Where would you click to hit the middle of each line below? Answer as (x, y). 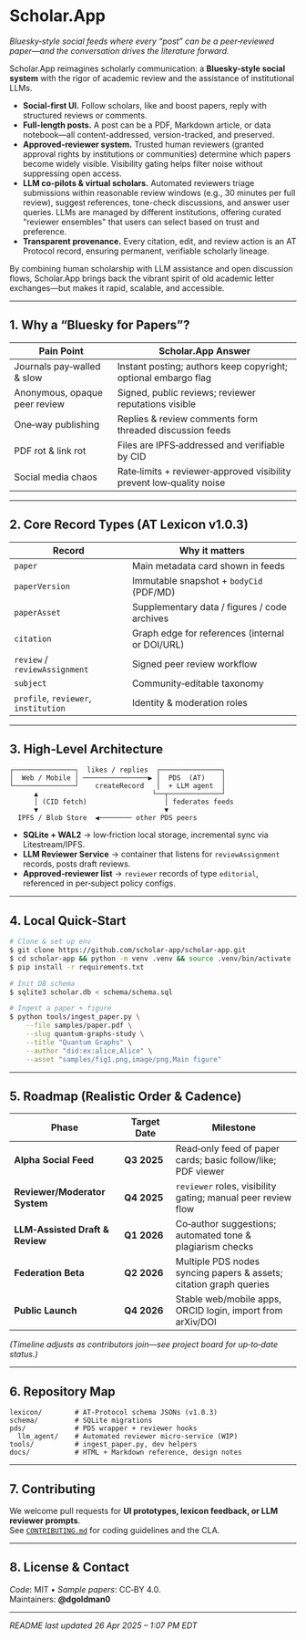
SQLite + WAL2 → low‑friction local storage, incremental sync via (145, 835)
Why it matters (212, 550)
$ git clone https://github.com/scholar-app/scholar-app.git (128, 950)
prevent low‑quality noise (171, 483)
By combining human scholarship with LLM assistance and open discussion (151, 268)
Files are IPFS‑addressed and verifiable (201, 445)
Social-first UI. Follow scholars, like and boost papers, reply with (144, 105)
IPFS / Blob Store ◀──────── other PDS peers (107, 818)
